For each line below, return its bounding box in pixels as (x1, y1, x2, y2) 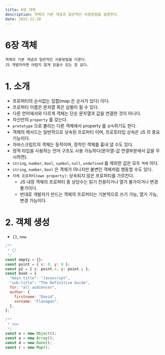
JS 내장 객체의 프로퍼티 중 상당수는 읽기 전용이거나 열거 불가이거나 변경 (19, 179, 159, 185)
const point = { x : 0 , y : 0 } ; (5, 262, 70, 267)
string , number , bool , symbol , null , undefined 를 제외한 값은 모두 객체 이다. (12, 160, 159, 166)
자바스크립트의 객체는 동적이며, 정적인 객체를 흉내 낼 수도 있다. (12, 141, 134, 147)
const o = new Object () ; (5, 331, 57, 336)
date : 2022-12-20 (5, 16, 41, 21)
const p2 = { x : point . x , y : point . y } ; (5, 266, 91, 271)
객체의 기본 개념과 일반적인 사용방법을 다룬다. (5, 57, 87, 62)
